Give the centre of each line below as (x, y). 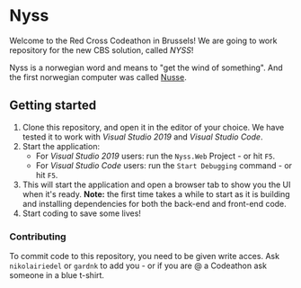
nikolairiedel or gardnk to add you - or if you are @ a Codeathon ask (138, 265)
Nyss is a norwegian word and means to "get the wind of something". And (146, 67)
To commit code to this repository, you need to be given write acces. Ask (145, 256)
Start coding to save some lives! (82, 213)
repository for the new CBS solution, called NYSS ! (102, 49)
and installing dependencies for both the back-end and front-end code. (155, 203)
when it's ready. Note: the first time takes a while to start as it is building (156, 193)
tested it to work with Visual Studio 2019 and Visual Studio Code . (142, 137)
